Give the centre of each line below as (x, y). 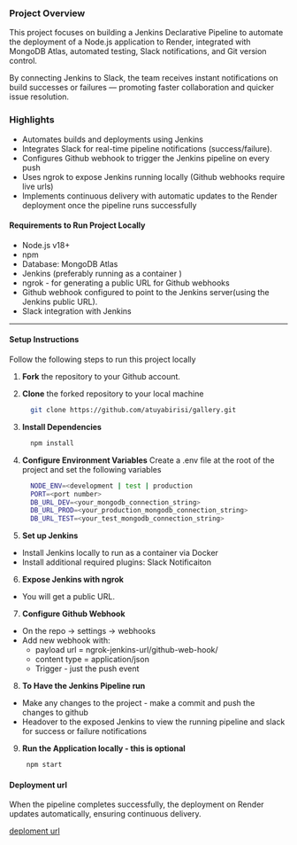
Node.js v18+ (46, 245)
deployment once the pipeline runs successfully (109, 205)
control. (23, 61)
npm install (52, 443)
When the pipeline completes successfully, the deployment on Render (137, 804)
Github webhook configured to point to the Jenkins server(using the (145, 292)
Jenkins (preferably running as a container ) (102, 273)
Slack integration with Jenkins (77, 311)
